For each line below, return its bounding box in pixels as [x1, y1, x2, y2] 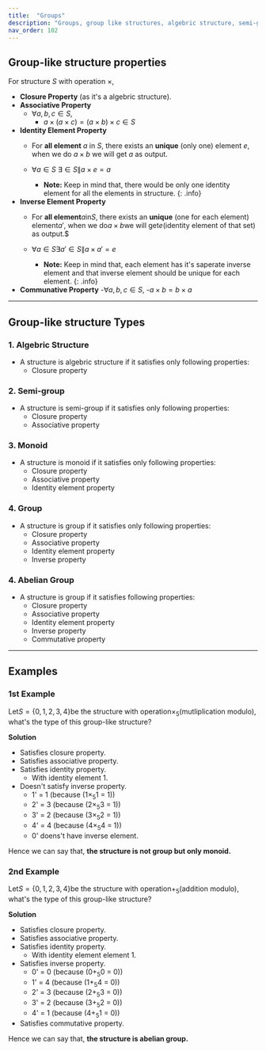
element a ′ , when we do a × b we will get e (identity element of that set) [31, 221, 256, 230]
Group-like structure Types [8, 315, 145, 329]
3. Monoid [8, 440, 48, 451]
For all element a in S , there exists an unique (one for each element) [31, 212, 249, 222]
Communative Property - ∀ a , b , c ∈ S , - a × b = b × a [19, 285, 192, 295]
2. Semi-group [8, 385, 65, 396]
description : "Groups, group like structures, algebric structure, [8, 19, 236, 27]
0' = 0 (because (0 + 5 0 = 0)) [31, 967, 123, 978]
